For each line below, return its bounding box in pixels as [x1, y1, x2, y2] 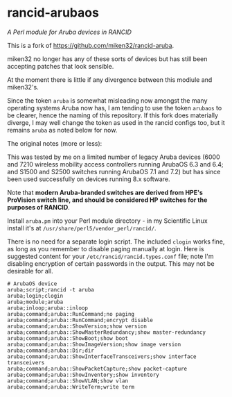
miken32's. [7, 83, 39, 91]
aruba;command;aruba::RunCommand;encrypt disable [7, 316, 154, 323]
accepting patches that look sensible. [7, 62, 114, 70]
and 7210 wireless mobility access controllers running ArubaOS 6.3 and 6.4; [7, 160, 224, 168]
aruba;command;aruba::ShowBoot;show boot [7, 335, 129, 341]
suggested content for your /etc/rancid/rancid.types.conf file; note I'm [7, 252, 214, 260]
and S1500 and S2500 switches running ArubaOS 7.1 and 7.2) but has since [7, 167, 221, 176]
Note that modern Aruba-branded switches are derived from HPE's [7, 188, 203, 196]
